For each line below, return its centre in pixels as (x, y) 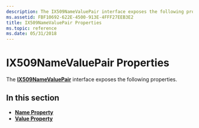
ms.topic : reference (32, 28)
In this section (33, 98)
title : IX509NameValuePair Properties (54, 23)
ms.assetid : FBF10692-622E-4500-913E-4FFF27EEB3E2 (70, 17)
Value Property (34, 119)
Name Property (34, 112)
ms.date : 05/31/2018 (32, 34)
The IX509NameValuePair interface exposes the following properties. (92, 79)
